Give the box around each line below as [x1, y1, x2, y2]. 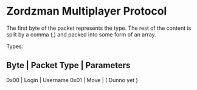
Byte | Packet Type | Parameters [6, 60, 131, 71]
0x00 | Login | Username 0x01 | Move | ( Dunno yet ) [6, 76, 138, 83]
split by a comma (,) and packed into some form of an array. [6, 30, 156, 38]
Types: [6, 43, 24, 50]
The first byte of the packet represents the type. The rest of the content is [6, 24, 192, 32]
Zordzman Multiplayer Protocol [6, 4, 167, 18]
